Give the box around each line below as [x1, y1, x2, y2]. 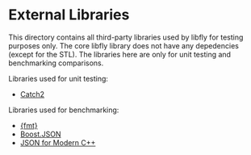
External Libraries [8, 6, 130, 24]
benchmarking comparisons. [8, 58, 104, 68]
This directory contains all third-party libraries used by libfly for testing [8, 32, 244, 42]
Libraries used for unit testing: [8, 73, 109, 83]
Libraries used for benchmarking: [8, 105, 119, 115]
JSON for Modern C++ [19, 137, 96, 147]
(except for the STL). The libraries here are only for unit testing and [8, 49, 232, 59]
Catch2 [19, 89, 45, 98]
